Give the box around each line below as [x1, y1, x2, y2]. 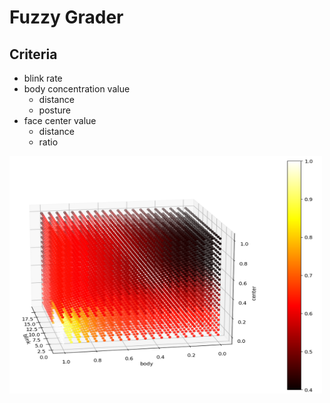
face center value [23, 115, 97, 126]
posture [38, 104, 72, 116]
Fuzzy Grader [9, 6, 124, 29]
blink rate [23, 72, 63, 84]
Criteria [9, 46, 58, 63]
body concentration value [23, 83, 131, 95]
